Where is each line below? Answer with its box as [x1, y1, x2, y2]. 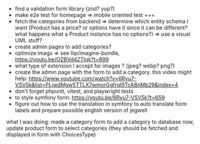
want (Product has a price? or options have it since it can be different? [14, 24, 188, 31]
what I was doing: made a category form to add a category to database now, [6, 118, 195, 125]
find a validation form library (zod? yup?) [14, 5, 115, 12]
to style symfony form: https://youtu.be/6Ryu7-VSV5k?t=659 [14, 94, 165, 101]
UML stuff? [14, 37, 42, 44]
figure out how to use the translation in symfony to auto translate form [14, 100, 187, 107]
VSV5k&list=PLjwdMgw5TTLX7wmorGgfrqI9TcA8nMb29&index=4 [14, 81, 179, 88]
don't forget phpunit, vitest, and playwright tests [14, 88, 134, 94]
